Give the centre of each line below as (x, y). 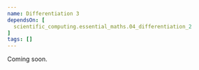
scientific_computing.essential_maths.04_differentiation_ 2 (103, 26)
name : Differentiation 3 (43, 14)
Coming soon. (27, 59)
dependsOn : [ (26, 20)
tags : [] (20, 40)
